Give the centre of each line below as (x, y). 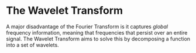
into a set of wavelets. (33, 45)
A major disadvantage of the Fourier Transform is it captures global (87, 26)
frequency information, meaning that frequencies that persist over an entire (97, 32)
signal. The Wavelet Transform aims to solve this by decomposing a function (98, 39)
